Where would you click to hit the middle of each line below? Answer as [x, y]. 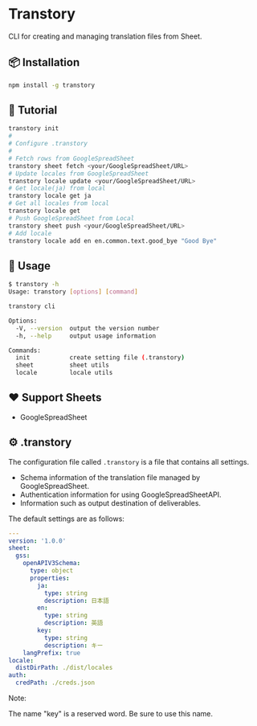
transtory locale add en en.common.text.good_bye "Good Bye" [113, 241]
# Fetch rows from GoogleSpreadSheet [71, 158]
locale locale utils [64, 373]
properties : [49, 578]
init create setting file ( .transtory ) [100, 358]
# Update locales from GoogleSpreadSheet [79, 174]
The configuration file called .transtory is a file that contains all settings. [129, 461]
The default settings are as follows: [66, 519]
